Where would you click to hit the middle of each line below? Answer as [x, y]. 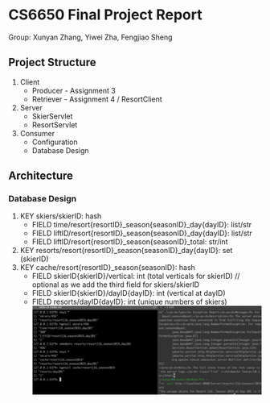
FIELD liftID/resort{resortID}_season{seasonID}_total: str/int [130, 242]
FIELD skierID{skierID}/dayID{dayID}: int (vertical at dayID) [129, 293]
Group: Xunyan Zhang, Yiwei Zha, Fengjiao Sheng [90, 37]
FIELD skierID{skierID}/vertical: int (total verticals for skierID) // [136, 276]
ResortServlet [55, 125]
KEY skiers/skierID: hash [61, 216]
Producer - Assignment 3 [74, 90]
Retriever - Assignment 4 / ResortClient [97, 99]
